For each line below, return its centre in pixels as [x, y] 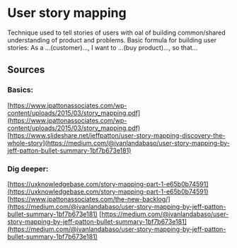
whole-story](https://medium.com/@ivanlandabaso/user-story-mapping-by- [118, 143]
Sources [26, 70]
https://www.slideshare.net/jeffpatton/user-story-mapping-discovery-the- [117, 135]
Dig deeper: [28, 169]
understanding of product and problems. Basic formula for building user [112, 40]
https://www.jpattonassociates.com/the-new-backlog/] [90, 199]
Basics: [21, 90]
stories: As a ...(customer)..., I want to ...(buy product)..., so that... [103, 47]
